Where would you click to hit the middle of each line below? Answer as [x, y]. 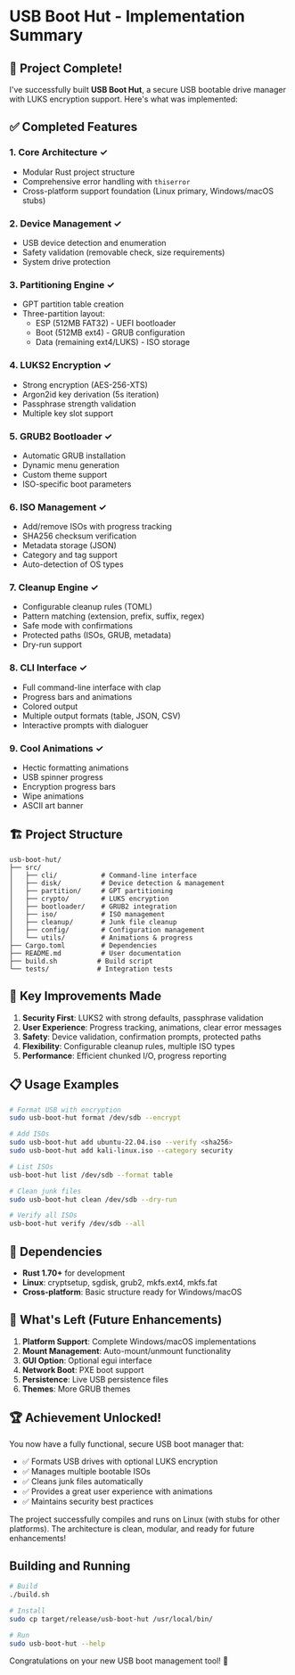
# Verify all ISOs [43, 1215]
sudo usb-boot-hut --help [57, 1643]
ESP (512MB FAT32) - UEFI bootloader [106, 324]
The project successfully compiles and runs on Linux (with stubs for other [145, 1519]
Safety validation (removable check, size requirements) [123, 252]
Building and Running [70, 1566]
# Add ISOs [29, 1134]
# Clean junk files [45, 1191]
